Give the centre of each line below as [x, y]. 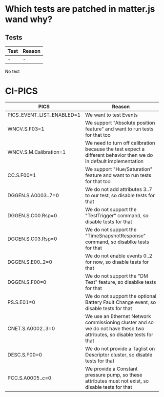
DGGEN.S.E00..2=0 [30, 262]
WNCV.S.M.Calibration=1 [37, 152]
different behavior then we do [119, 155]
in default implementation [114, 161]
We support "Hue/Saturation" [119, 169]
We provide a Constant [111, 369]
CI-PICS [21, 91]
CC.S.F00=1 [22, 175]
